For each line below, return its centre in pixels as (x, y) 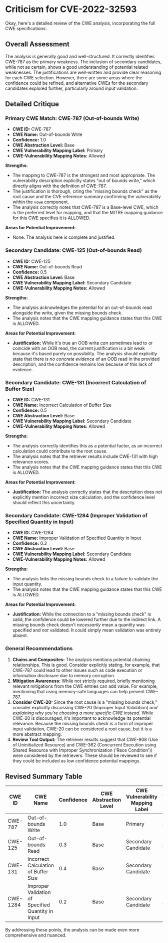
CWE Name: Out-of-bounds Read (47, 266)
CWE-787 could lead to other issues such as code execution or (77, 670)
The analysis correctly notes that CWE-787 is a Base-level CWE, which (85, 207)
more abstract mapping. (37, 734)
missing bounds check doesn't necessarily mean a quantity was (78, 625)
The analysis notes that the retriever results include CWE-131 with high (85, 456)
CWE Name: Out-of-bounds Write (47, 134)
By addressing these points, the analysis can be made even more (72, 930)
